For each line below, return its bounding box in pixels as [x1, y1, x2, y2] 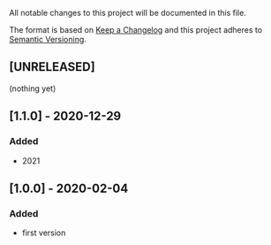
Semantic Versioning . [9, 34, 87, 44]
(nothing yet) [9, 83, 56, 94]
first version [21, 227, 66, 238]
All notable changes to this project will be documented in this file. [9, 8, 247, 18]
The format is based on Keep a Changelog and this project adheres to [9, 25, 263, 34]
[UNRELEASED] [9, 59, 95, 74]
